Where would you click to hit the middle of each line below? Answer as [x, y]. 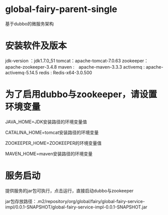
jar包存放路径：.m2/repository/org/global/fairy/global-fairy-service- [75, 201]
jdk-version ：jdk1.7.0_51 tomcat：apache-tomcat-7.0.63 [63, 61]
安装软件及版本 [36, 46]
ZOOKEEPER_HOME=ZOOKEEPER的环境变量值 [53, 143]
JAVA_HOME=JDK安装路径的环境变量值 [46, 122]
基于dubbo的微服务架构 [30, 24]
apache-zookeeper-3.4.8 [31, 67]
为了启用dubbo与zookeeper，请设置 [81, 94]
